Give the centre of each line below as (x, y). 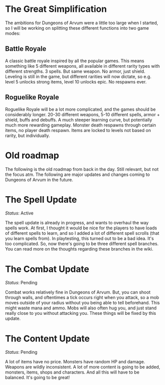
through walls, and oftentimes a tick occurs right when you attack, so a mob (82, 298)
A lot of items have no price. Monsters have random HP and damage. (75, 362)
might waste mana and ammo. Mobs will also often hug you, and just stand (81, 308)
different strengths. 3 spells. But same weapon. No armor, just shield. (75, 71)
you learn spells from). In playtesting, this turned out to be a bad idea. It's (80, 239)
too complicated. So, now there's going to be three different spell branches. (82, 244)
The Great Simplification (56, 9)
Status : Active (19, 213)
